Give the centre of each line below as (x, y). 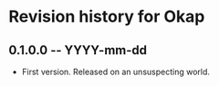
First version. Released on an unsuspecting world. (116, 72)
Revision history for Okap (107, 17)
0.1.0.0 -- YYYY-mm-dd (78, 50)
